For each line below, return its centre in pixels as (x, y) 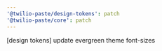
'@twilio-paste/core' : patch (49, 20)
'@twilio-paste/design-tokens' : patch (63, 14)
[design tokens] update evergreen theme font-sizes (81, 40)
